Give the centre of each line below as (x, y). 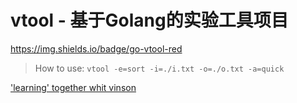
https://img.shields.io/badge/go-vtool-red (96, 48)
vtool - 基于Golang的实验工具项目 (149, 20)
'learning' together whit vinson (73, 87)
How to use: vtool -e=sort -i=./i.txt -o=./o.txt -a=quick (159, 68)
